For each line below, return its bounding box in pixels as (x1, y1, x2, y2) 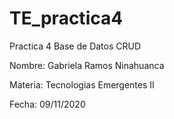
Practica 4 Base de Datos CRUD (9, 40, 142, 52)
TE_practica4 (9, 7, 124, 30)
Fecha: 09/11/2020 (9, 98, 86, 110)
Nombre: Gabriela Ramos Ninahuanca (9, 59, 165, 71)
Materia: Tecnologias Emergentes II (9, 78, 155, 91)
